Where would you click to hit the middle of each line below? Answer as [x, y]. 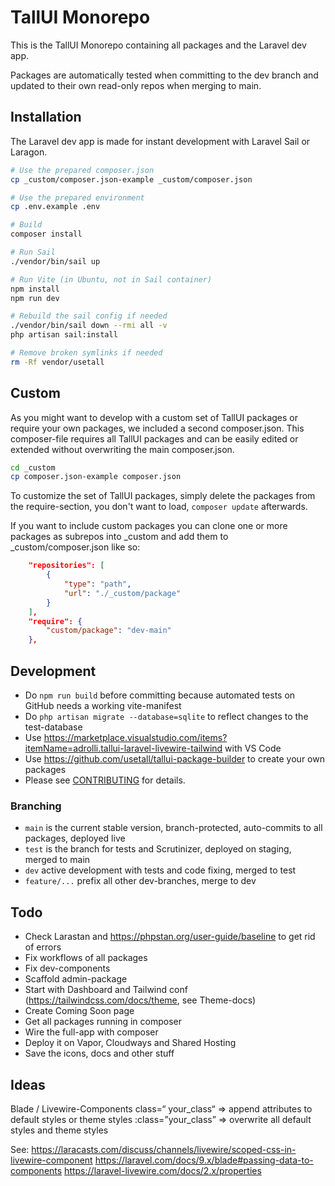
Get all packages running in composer [103, 1022]
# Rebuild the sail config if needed [89, 316]
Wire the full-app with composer [91, 1032]
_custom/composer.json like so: [75, 547]
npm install [35, 289]
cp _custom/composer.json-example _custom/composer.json [131, 179]
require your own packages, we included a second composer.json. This [157, 428]
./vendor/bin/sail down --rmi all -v [89, 326]
